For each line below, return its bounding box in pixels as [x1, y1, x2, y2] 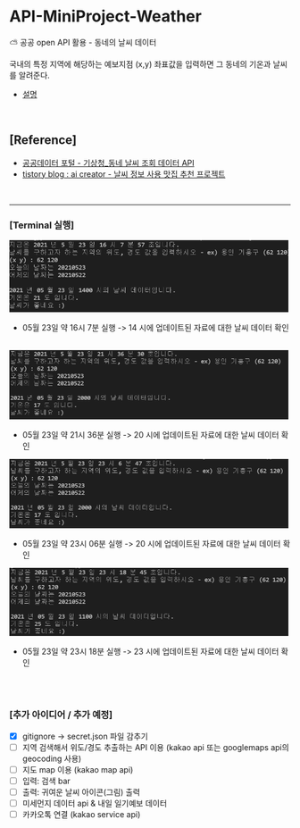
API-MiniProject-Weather [9, 6, 203, 27]
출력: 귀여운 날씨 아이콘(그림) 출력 [21, 787, 141, 797]
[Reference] [9, 132, 78, 148]
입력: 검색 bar [21, 775, 71, 786]
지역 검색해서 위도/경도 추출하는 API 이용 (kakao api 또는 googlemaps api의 [21, 741, 290, 752]
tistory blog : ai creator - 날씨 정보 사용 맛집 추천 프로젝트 [21, 168, 226, 180]
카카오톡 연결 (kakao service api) [21, 809, 141, 820]
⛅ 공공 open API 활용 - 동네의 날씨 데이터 [9, 37, 157, 47]
